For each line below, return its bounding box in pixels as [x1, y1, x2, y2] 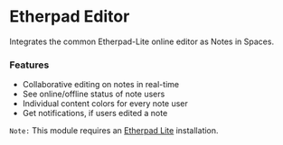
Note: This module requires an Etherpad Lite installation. [9, 125, 219, 136]
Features [9, 59, 50, 71]
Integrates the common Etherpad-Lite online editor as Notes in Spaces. [9, 36, 274, 47]
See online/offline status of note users [22, 88, 165, 100]
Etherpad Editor [9, 6, 130, 27]
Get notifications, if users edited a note [22, 108, 168, 119]
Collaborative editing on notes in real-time [22, 79, 179, 90]
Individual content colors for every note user [22, 98, 188, 109]
